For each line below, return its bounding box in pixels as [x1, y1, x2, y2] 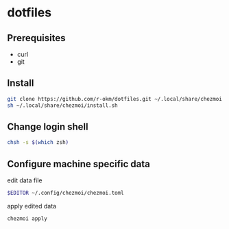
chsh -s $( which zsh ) [7, 139, 69, 146]
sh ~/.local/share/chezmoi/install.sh [7, 101, 118, 109]
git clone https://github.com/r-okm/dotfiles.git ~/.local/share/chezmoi [7, 95, 223, 102]
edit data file [7, 176, 43, 184]
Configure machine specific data [7, 158, 151, 169]
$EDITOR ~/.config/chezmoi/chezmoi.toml [7, 190, 125, 197]
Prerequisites [7, 32, 66, 44]
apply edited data [7, 202, 57, 210]
